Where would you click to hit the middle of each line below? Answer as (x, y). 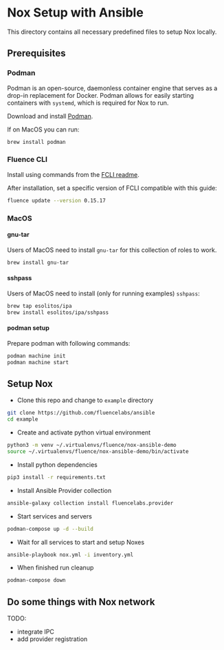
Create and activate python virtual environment (84, 432)
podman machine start (38, 362)
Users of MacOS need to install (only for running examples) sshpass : (104, 293)
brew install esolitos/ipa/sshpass (58, 312)
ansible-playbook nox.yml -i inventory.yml (70, 555)
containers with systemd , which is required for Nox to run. (88, 103)
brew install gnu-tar (38, 262)
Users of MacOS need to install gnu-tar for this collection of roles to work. (112, 250)
